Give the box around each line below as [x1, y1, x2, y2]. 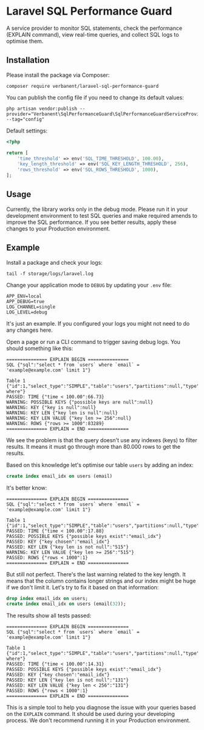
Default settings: [6, 127, 47, 134]
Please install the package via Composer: [6, 71, 110, 79]
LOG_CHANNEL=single [6, 304, 56, 310]
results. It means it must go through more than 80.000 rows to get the [6, 443, 181, 450]
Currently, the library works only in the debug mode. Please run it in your [6, 206, 188, 213]
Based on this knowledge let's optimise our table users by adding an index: [6, 461, 194, 468]
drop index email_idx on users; [6, 595, 88, 601]
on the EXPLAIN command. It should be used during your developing [6, 710, 175, 718]
